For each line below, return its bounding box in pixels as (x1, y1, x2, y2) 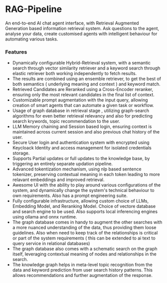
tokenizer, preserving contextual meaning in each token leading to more (12, 171, 161, 177)
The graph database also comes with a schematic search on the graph (12, 246, 158, 252)
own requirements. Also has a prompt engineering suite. (12, 192, 128, 198)
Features (5, 48, 27, 55)
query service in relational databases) (12, 240, 90, 246)
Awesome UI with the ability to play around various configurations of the (12, 182, 161, 188)
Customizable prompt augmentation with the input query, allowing (12, 97, 148, 103)
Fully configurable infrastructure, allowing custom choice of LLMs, (12, 198, 149, 204)
